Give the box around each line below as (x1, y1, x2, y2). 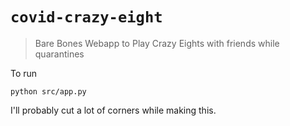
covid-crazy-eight (10, 8, 163, 27)
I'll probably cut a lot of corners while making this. (10, 104, 217, 116)
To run (10, 67, 38, 79)
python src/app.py (10, 86, 87, 97)
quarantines (34, 48, 85, 60)
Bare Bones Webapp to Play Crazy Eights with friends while (34, 37, 280, 49)
